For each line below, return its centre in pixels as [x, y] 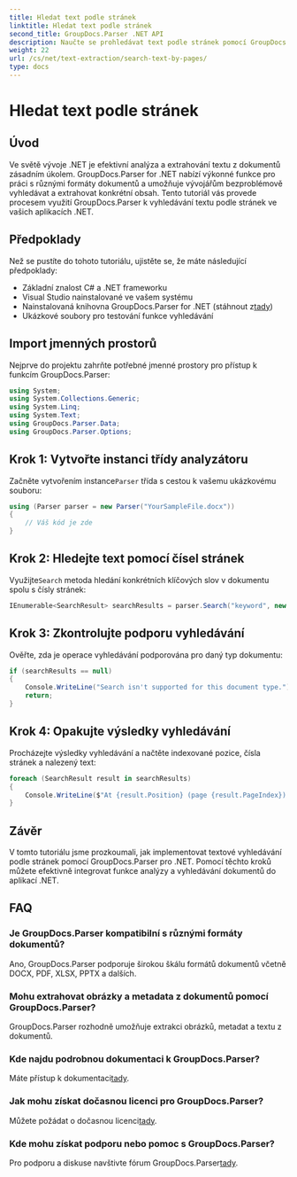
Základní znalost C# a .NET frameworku [95, 287]
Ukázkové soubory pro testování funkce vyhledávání [118, 316]
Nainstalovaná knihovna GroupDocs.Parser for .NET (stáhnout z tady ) [148, 306]
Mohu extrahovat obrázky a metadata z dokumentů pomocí [139, 996]
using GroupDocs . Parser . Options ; [71, 432]
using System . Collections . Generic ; [75, 399]
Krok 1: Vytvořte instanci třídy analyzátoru [129, 460]
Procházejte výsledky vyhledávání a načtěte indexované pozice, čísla [135, 752]
